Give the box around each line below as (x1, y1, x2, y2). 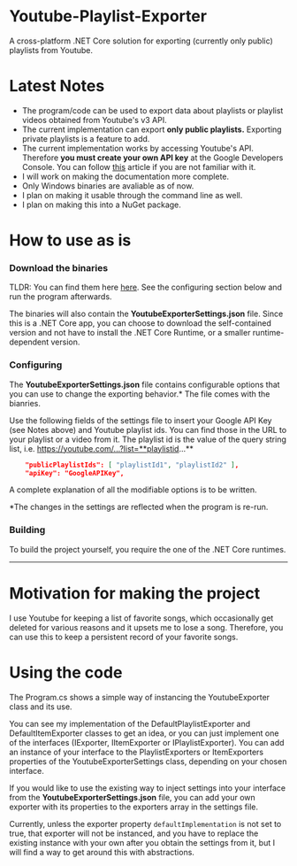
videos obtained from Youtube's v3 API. (21, 114, 167, 125)
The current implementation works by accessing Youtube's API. (21, 143, 255, 153)
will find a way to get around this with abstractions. (9, 847, 194, 857)
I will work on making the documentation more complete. (21, 171, 230, 182)
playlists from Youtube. (9, 44, 94, 55)
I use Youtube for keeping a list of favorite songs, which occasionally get (9, 613, 274, 623)
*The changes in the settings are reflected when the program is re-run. (9, 502, 269, 513)
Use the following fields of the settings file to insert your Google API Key (9, 414, 272, 426)
